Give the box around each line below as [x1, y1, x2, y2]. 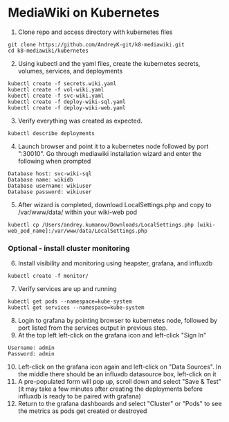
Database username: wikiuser [8, 182, 92, 189]
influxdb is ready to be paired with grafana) [17, 392, 141, 401]
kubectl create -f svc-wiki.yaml [8, 92, 104, 99]
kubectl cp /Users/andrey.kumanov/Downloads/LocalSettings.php [8, 221, 194, 228]
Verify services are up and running [17, 285, 117, 293]
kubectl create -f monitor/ [8, 272, 89, 280]
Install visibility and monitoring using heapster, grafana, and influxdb [17, 259, 213, 267]
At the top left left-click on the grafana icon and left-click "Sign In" [17, 331, 207, 340]
